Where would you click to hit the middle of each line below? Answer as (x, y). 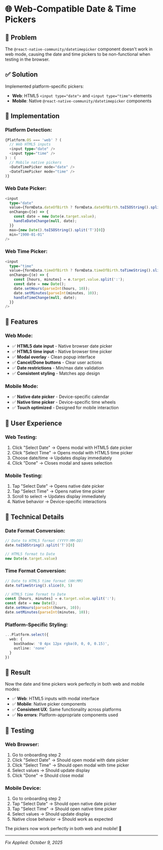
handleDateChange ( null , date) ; (45, 221)
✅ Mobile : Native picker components (49, 704)
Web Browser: (22, 744)
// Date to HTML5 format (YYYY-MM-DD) (44, 541)
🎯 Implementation (32, 116)
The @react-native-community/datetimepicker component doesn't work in (79, 49)
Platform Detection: (29, 130)
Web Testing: (21, 437)
